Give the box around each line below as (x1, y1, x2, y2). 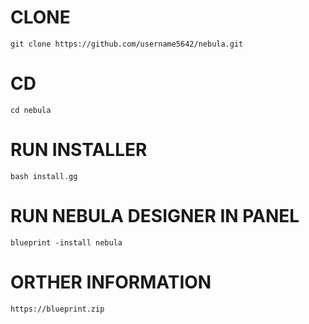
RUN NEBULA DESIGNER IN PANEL (10, 205, 300, 227)
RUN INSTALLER (10, 139, 148, 161)
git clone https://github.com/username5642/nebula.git (10, 39, 244, 49)
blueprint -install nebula (10, 237, 123, 248)
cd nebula (10, 105, 52, 115)
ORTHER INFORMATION (10, 271, 212, 293)
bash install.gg (10, 171, 78, 181)
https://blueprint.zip (10, 304, 105, 314)
